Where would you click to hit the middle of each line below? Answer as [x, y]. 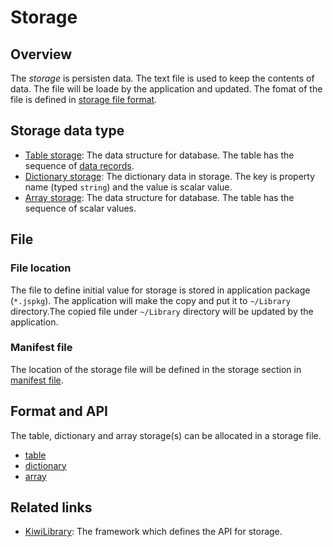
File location [41, 268]
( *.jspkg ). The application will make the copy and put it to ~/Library [150, 300]
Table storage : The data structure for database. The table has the [159, 155]
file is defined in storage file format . [84, 99]
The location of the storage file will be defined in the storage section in [156, 369]
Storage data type [67, 131]
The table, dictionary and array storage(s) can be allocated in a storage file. [166, 435]
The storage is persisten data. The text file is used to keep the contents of [162, 78]
